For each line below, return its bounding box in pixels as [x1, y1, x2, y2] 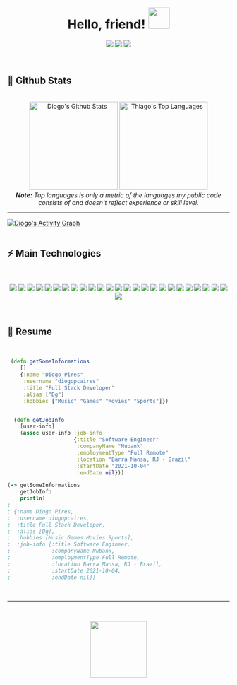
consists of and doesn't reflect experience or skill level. [38, 198, 199, 206]
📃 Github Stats [7, 75, 72, 87]
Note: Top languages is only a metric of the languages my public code [16, 191, 221, 199]
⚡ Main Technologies [7, 247, 102, 259]
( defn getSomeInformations [10, 358, 90, 365]
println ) [20, 495, 46, 502]
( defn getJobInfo [13, 416, 65, 423]
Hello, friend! [67, 16, 146, 33]
